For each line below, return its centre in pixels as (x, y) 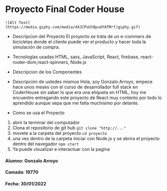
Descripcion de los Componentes (47, 72)
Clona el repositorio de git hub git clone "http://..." (69, 128)
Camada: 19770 (22, 172)
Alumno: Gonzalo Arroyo (32, 161)
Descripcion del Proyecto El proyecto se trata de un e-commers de (82, 36)
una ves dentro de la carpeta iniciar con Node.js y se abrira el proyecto (86, 138)
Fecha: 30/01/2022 (26, 183)
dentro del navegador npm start (46, 144)
